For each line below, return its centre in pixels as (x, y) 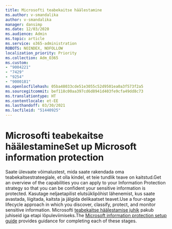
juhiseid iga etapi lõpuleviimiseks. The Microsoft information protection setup (86, 215)
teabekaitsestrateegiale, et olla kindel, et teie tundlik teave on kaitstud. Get (83, 177)
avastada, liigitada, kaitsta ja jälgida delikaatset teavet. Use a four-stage (80, 199)
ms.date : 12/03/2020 (27, 29)
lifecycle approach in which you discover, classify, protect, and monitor (80, 204)
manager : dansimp (24, 24)
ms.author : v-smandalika (32, 15)
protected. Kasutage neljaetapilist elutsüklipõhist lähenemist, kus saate (80, 194)
